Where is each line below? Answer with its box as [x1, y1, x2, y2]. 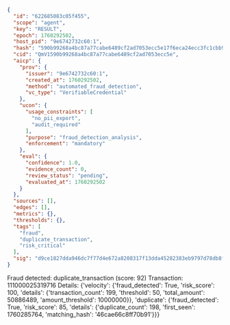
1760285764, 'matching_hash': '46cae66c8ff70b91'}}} [7, 310, 160, 318]
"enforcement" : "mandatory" [25, 141, 106, 147]
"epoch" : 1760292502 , [13, 32, 75, 39]
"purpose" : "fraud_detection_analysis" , [25, 134, 142, 141]
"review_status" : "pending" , [25, 172, 109, 179]
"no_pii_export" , [31, 115, 81, 121]
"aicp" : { [13, 58, 41, 64]
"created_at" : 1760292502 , [25, 76, 103, 84]
